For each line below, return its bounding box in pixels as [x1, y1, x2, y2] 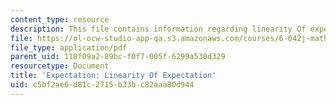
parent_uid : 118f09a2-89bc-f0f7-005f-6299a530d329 [10, 52, 226, 62]
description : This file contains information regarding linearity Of [10, 24, 307, 34]
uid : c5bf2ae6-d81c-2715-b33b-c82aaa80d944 [10, 80, 195, 90]
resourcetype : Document [10, 61, 110, 71]
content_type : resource [10, 14, 110, 25]
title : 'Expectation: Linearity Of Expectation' [10, 71, 217, 81]
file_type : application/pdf [10, 42, 128, 53]
